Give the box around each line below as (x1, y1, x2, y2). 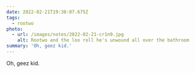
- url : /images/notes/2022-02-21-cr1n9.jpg (12, 32, 124, 38)
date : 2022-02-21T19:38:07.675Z (6, 9, 88, 15)
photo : (6, 26, 23, 32)
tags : (6, 15, 20, 21)
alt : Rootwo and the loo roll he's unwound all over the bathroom (17, 37, 190, 43)
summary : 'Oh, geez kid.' (6, 43, 72, 49)
